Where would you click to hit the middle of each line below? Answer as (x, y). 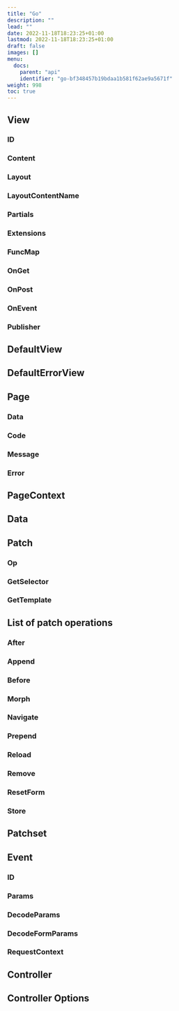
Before (19, 680)
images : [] (23, 53)
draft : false (26, 46)
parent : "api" (40, 72)
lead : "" (20, 27)
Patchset (27, 833)
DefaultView (35, 350)
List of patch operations (60, 623)
